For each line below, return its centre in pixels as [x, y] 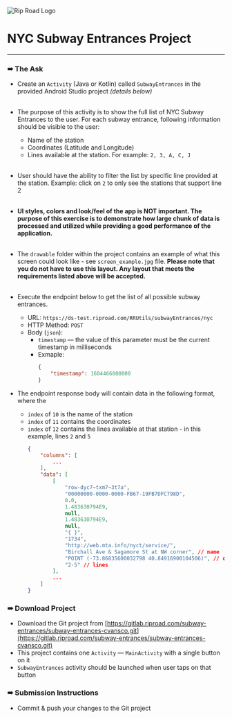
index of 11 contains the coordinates [79, 421]
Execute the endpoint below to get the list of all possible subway [109, 297]
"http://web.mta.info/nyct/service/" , [120, 545]
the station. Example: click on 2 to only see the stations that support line [119, 183]
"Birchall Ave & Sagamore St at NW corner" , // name [142, 552]
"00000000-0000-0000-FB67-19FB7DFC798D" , [125, 494]
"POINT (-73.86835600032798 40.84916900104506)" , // [142, 558]
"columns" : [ [59, 455]
